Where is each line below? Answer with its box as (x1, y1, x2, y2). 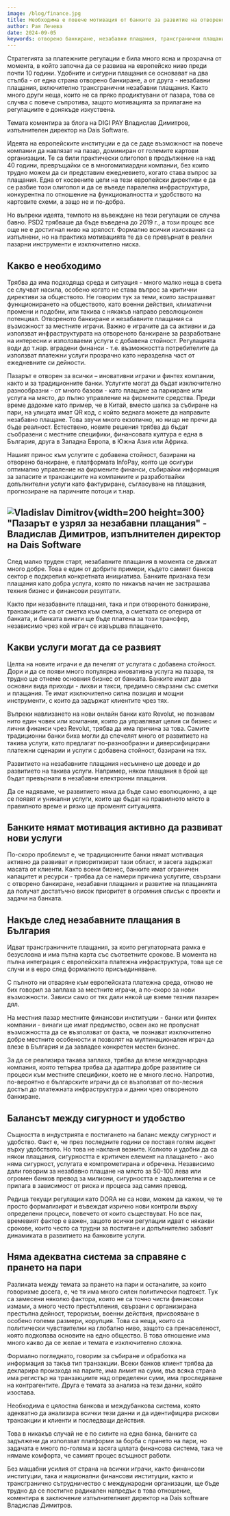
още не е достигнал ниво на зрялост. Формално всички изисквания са (7, 226, 214, 234)
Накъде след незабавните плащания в (7, 914, 181, 926)
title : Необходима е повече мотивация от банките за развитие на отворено (7, 16, 225, 23)
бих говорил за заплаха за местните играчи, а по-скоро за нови (7, 986, 195, 994)
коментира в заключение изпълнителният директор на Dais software (7, 1493, 209, 1502)
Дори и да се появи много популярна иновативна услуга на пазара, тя (7, 667, 214, 675)
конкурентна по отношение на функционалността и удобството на (7, 190, 202, 199)
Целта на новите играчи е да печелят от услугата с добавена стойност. (7, 660, 216, 668)
